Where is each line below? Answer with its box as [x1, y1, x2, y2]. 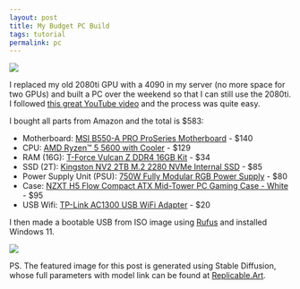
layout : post [9, 13, 58, 22]
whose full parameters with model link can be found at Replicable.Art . [9, 270, 266, 281]
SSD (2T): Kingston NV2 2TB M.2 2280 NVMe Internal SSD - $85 [21, 162, 262, 173]
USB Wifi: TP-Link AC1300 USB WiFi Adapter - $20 [21, 200, 210, 210]
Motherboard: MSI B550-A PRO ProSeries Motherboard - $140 [21, 133, 253, 144]
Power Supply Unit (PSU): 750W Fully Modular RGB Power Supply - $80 [21, 171, 288, 182]
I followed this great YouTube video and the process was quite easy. [9, 98, 261, 109]
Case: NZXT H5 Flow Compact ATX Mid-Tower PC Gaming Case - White [21, 181, 289, 191]
